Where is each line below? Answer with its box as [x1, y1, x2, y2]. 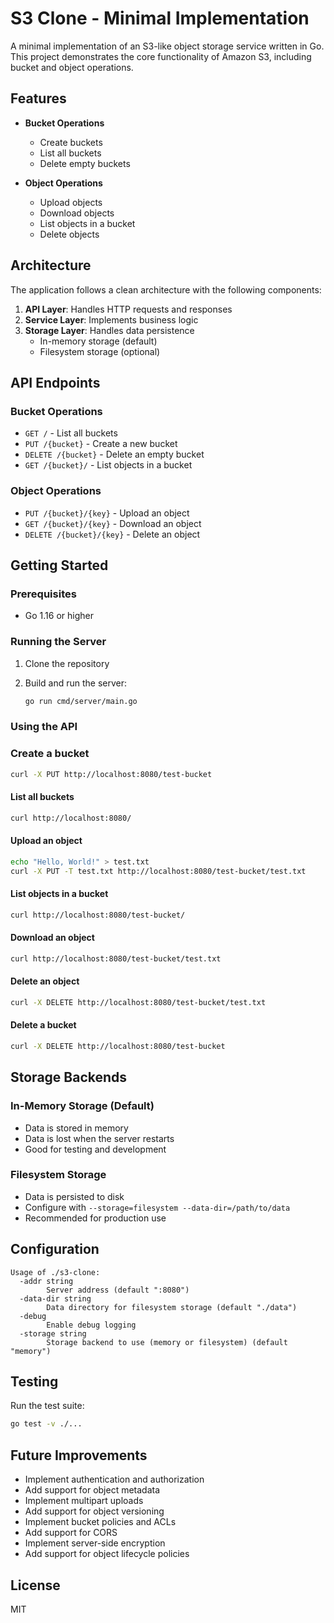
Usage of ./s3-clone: [10, 1267, 101, 1277]
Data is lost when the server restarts [24, 1132, 175, 1144]
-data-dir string [19, 1293, 92, 1304]
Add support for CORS [24, 1527, 118, 1539]
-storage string [19, 1328, 87, 1339]
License [10, 1577, 61, 1594]
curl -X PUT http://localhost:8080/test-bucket [10, 769, 213, 779]
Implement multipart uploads [24, 1495, 144, 1507]
